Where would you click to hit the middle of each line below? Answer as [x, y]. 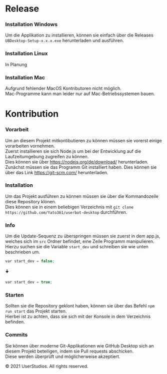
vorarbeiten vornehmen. [30, 146]
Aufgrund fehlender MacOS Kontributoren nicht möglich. [63, 89]
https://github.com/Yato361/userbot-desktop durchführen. [66, 212]
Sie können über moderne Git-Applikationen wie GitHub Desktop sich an [79, 345]
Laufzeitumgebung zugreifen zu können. [47, 156]
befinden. [15, 322]
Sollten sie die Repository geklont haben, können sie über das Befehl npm [80, 306]
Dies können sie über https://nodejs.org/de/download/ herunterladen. [77, 162]
